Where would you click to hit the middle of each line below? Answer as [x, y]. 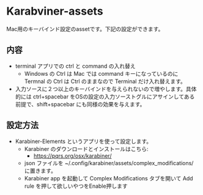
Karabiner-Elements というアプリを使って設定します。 [83, 141]
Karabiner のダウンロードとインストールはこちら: [86, 149]
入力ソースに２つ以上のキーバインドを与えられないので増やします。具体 [106, 89]
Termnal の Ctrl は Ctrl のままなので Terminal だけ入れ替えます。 [105, 81]
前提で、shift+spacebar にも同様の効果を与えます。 [80, 104]
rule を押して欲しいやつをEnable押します [76, 186]
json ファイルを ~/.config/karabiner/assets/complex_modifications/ [109, 163]
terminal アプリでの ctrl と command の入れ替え [75, 66]
